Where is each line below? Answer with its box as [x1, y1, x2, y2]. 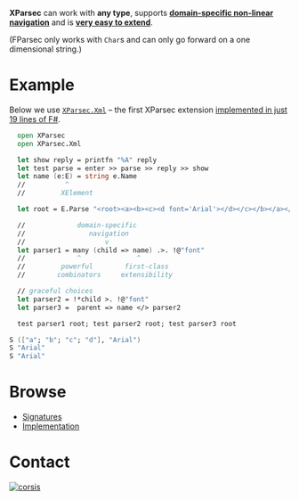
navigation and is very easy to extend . [9, 17, 153, 28]
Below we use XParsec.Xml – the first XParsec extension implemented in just [9, 104, 287, 115]
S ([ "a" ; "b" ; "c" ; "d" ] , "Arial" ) [9, 335, 141, 344]
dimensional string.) [9, 44, 83, 54]
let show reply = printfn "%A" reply [17, 155, 158, 164]
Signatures [21, 412, 62, 422]
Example [9, 75, 75, 95]
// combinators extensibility [17, 271, 174, 280]
